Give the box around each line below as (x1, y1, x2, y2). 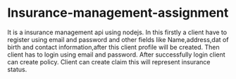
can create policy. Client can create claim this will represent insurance (7, 57, 211, 66)
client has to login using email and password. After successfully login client (7, 50, 225, 59)
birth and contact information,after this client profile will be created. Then (7, 43, 220, 51)
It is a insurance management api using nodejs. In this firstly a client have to (7, 28, 228, 36)
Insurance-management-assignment (7, 5, 229, 21)
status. (7, 65, 27, 73)
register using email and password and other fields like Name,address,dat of (7, 35, 229, 43)
